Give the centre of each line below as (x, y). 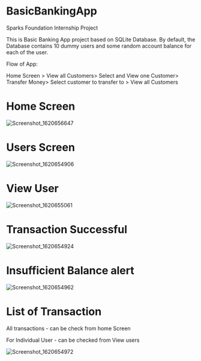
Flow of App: (22, 64)
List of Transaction (54, 311)
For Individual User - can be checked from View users (73, 340)
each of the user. (27, 52)
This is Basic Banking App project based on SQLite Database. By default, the (101, 39)
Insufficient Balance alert (70, 270)
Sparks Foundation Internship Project (52, 28)
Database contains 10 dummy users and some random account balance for (99, 46)
